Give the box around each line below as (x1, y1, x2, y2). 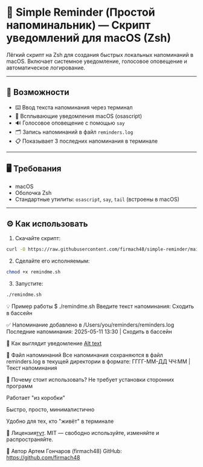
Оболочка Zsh (14, 189, 52, 196)
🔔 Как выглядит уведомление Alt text (6, 340, 102, 347)
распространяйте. (6, 436, 53, 443)
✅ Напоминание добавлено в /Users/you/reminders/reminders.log (6, 321, 174, 328)
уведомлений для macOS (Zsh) (6, 31, 171, 45)
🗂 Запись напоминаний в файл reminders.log (14, 128, 134, 136)
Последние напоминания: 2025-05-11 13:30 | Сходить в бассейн (6, 328, 172, 335)
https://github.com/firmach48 (6, 454, 80, 461)
